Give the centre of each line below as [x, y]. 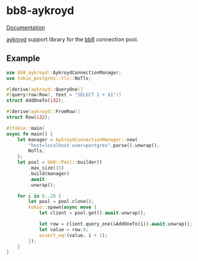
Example [23, 59]
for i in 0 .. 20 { [39, 196]
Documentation [26, 27]
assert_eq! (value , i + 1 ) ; [73, 235]
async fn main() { [30, 134]
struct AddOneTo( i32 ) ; [35, 101]
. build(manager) [49, 173]
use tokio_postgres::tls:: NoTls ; [49, 78]
